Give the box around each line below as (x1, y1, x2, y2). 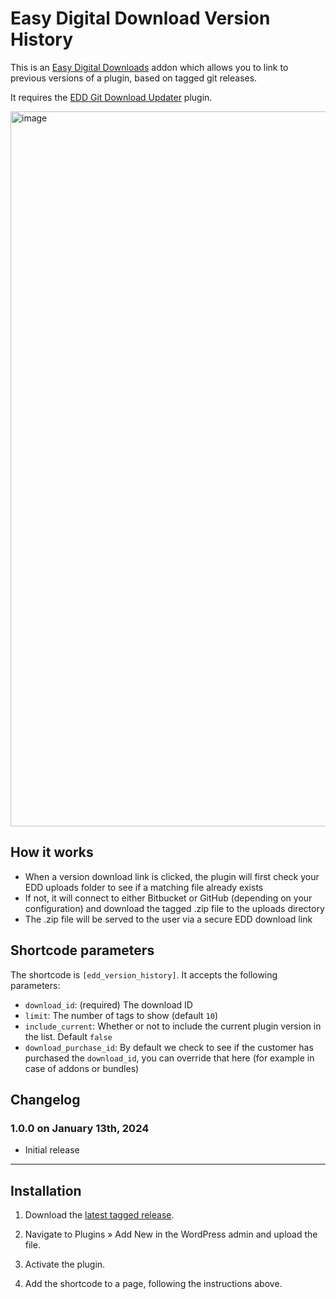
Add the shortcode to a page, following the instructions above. (24, 1278, 283, 1290)
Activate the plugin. (24, 1258, 106, 1271)
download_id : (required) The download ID (24, 998, 193, 1011)
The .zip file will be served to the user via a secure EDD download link (24, 913, 313, 925)
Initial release (24, 1144, 80, 1156)
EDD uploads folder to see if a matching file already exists (24, 881, 264, 893)
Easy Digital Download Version (10, 7, 271, 30)
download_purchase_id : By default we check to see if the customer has (24, 1041, 314, 1053)
